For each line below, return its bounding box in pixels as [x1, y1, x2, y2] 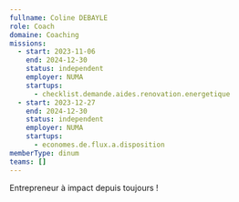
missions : [9, 38, 47, 48]
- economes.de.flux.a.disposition [33, 140, 166, 149]
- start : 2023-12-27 [17, 97, 96, 107]
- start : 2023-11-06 [17, 47, 96, 56]
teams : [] [9, 157, 47, 167]
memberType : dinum [9, 148, 79, 157]
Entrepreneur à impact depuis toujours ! [9, 182, 159, 193]
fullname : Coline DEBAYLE [9, 13, 108, 23]
